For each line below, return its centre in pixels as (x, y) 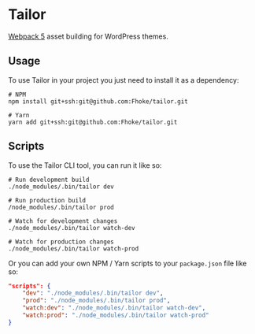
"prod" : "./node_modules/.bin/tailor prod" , (96, 301)
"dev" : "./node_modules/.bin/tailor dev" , (93, 293)
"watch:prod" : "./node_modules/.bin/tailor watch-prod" (116, 315)
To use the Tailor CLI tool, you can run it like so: (85, 165)
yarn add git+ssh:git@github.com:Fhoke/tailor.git (93, 122)
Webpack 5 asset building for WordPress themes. (89, 36)
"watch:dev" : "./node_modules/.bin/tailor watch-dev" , (114, 308)
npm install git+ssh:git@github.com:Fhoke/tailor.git (98, 101)
